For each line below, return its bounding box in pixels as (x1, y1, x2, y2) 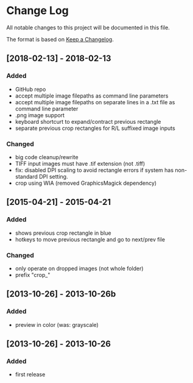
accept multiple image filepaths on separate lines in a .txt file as (15, 98, 175, 106)
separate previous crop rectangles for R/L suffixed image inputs (15, 124, 175, 132)
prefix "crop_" (15, 271, 51, 278)
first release (15, 371, 46, 378)
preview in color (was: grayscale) (15, 321, 99, 328)
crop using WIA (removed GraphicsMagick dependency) (15, 179, 157, 187)
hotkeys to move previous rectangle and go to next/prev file (15, 235, 166, 243)
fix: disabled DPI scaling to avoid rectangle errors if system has (15, 166, 174, 174)
